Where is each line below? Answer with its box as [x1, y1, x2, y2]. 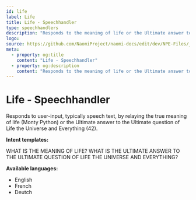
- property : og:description [11, 62, 80, 69]
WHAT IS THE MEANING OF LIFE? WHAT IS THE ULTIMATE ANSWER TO [6, 148, 180, 155]
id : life [6, 8, 27, 15]
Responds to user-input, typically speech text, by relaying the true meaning [6, 113, 187, 120]
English [14, 176, 33, 184]
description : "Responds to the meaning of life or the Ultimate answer [6, 30, 184, 36]
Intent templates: [6, 136, 48, 143]
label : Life [6, 14, 35, 20]
